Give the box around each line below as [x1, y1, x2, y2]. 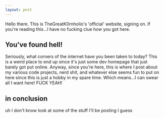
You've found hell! [5, 41, 63, 49]
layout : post [5, 7, 32, 12]
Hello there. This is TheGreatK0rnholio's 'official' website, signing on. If [5, 21, 151, 27]
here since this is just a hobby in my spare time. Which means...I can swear [5, 75, 159, 81]
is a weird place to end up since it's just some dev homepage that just [5, 59, 148, 65]
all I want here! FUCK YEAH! [5, 80, 63, 86]
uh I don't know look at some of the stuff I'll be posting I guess [5, 108, 133, 114]
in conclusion [5, 94, 48, 103]
